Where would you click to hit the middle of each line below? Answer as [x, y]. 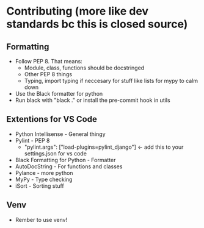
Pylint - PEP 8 [32, 140]
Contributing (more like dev [77, 11]
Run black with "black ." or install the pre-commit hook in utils [93, 100]
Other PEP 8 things [48, 74]
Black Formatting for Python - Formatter [65, 160]
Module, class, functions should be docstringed [84, 68]
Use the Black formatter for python [59, 94]
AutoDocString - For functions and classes [69, 166]
